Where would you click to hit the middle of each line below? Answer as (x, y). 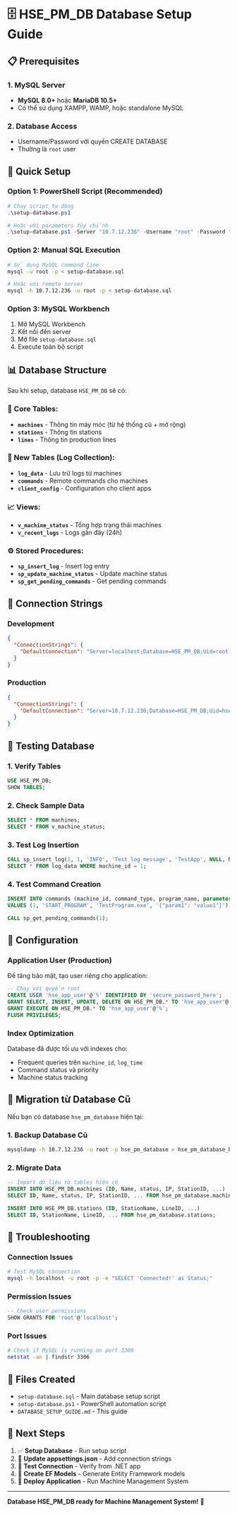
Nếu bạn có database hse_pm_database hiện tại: (75, 1117)
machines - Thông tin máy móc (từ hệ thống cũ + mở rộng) (102, 424)
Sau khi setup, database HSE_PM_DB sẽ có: (67, 391)
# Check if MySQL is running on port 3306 (71, 1351)
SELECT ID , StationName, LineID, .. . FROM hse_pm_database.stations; (112, 1215)
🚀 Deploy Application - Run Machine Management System (103, 1481)
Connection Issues (40, 1257)
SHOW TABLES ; (26, 787)
